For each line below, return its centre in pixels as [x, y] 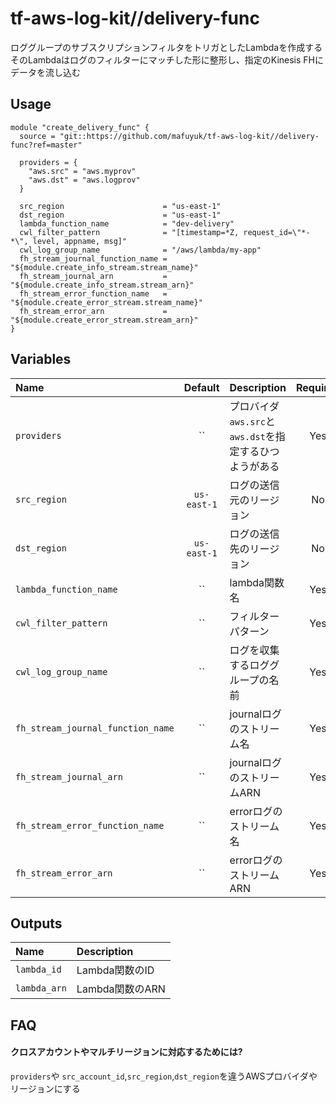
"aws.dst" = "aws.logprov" [84, 180]
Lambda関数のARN [121, 989]
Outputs [36, 923]
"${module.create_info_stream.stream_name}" [104, 267]
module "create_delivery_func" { [80, 127]
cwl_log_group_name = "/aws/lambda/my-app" [140, 250]
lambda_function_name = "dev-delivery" [127, 223]
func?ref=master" [46, 145]
